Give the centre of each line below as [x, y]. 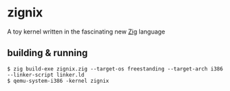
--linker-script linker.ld [46, 75]
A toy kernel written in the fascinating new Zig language [86, 31]
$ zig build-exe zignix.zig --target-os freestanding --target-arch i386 [115, 69]
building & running [48, 53]
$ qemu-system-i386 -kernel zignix [58, 81]
